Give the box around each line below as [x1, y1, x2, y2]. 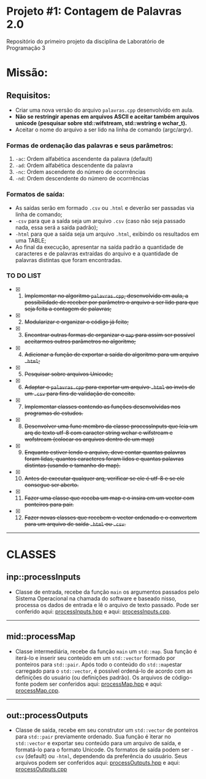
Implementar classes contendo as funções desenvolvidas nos [24, 403, 181, 410]
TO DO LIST [6, 271, 42, 280]
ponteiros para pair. [24, 500, 74, 508]
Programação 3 [6, 44, 46, 52]
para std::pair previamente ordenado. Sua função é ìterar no [15, 733, 172, 740]
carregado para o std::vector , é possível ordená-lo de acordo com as [15, 667, 193, 675]
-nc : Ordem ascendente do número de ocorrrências [15, 168, 146, 176]
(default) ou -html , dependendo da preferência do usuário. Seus [25, 753, 188, 760]
